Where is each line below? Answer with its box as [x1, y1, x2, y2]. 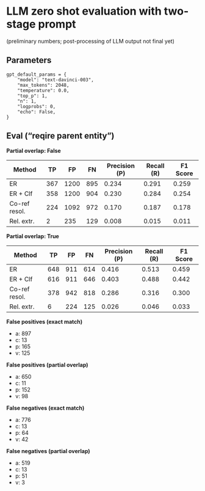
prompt [38, 17, 76, 31]
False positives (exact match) [6, 318, 83, 325]
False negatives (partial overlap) [6, 447, 90, 454]
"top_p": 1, [17, 93, 48, 99]
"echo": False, [17, 109, 56, 115]
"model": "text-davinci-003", [17, 76, 95, 83]
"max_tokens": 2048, [17, 82, 70, 88]
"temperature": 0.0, [17, 87, 70, 93]
